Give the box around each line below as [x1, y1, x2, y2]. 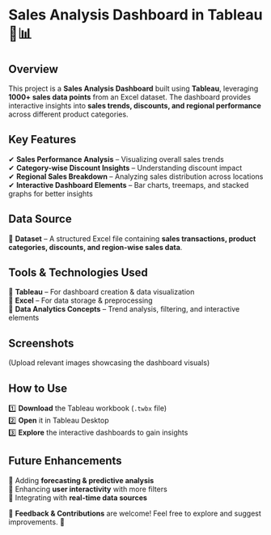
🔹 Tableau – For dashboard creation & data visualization [8, 287, 195, 297]
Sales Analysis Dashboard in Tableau [8, 6, 263, 24]
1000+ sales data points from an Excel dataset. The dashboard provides [8, 92, 252, 102]
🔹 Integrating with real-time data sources [8, 492, 148, 503]
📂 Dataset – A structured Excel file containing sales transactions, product [8, 233, 256, 244]
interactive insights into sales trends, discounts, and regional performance [8, 101, 261, 110]
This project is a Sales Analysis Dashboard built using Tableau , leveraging [8, 83, 259, 93]
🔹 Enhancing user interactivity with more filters [8, 484, 167, 494]
